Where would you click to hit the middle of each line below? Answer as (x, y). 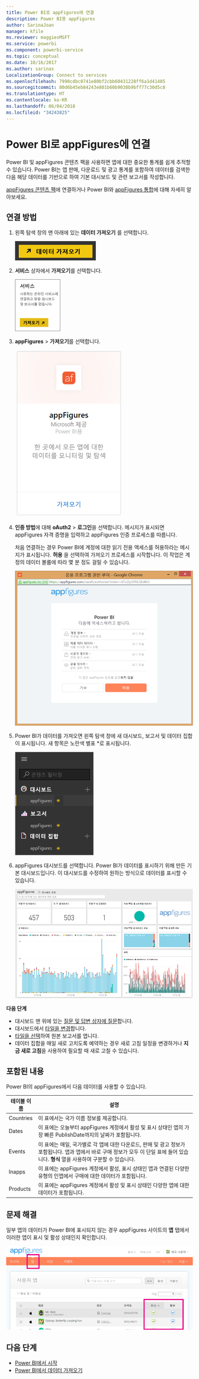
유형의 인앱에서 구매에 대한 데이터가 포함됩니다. (92, 1176)
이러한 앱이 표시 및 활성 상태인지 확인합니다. (57, 1237)
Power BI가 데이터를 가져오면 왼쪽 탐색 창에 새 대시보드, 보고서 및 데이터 (98, 735)
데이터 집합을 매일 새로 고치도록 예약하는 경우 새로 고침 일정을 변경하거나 (98, 1044)
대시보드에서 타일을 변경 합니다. (51, 1029)
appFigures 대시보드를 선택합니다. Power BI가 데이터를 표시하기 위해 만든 (100, 865)
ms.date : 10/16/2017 (32, 62)
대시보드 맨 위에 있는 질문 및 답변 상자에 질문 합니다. (74, 1021)
